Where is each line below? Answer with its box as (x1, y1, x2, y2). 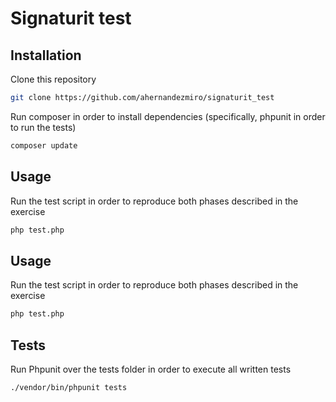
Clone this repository (10, 73, 97, 85)
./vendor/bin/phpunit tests (10, 382, 128, 392)
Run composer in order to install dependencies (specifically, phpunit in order (10, 110, 326, 122)
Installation (10, 47, 82, 64)
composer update (10, 140, 78, 151)
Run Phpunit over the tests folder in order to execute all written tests (10, 363, 292, 375)
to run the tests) (10, 121, 77, 133)
